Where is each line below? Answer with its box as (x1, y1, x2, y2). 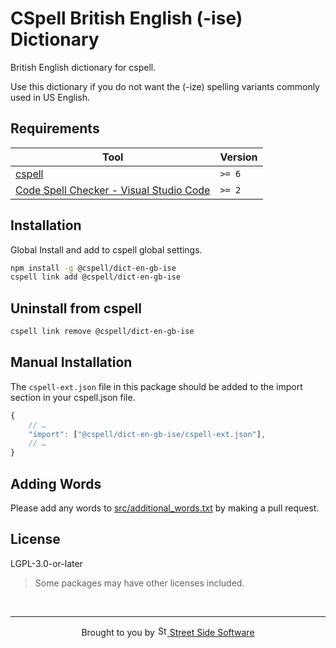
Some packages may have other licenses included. (34, 577, 245, 589)
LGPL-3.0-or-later (10, 557, 83, 569)
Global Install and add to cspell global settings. (10, 243, 203, 256)
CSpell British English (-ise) (10, 7, 243, 30)
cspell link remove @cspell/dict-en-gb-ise (10, 327, 195, 337)
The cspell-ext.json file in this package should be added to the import (10, 380, 303, 392)
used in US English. (10, 91, 91, 103)
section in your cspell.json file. (10, 391, 136, 403)
